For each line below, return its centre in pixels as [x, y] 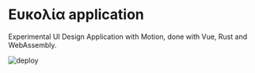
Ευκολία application [76, 15]
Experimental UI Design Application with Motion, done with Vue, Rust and [128, 36]
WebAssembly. [32, 44]
